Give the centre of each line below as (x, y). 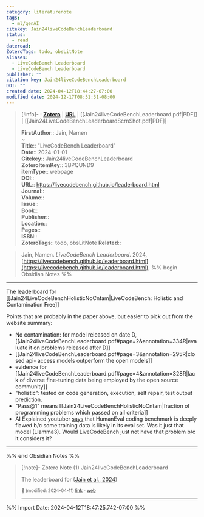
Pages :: (31, 230)
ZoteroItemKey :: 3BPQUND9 (57, 165)
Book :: (29, 210)
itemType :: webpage (47, 171)
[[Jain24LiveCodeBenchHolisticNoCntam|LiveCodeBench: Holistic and (95, 298)
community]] (31, 386)
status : (16, 35)
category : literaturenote (39, 12)
